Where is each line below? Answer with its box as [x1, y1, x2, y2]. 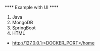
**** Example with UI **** [5, 5, 59, 10]
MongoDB [12, 20, 33, 25]
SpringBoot [12, 25, 36, 31]
